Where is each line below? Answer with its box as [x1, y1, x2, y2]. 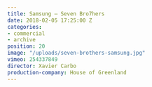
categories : [7, 23, 42, 30]
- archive [7, 36, 36, 43]
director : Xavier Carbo [7, 62, 77, 69]
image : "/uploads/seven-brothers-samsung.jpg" [7, 50, 146, 57]
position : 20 [7, 43, 46, 50]
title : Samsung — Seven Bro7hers [7, 10, 105, 18]
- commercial [7, 29, 46, 37]
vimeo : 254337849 [7, 56, 58, 63]
